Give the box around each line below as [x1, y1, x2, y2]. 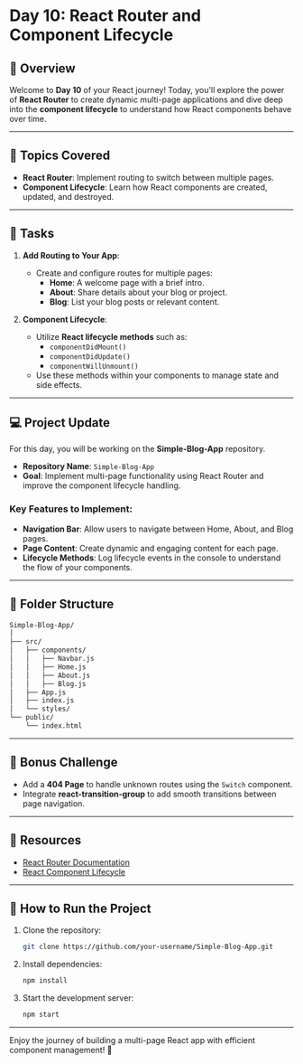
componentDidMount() [49, 343, 127, 352]
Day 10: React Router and [9, 5, 201, 26]
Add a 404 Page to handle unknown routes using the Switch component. [22, 778, 293, 789]
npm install [22, 976, 68, 985]
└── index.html [25, 721, 83, 730]
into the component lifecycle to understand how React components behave [9, 104, 292, 114]
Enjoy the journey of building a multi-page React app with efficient [9, 1034, 255, 1045]
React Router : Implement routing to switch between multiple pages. [22, 172, 275, 183]
